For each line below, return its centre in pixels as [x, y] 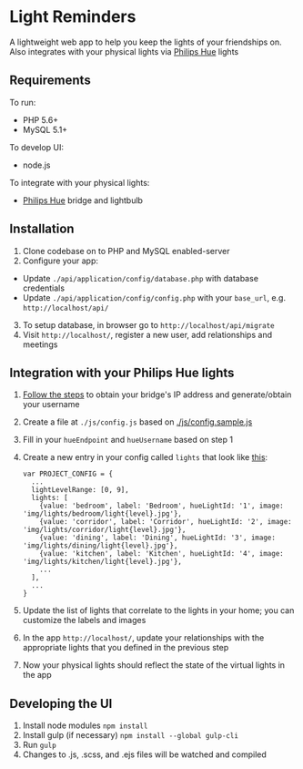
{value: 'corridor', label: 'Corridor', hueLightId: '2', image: [166, 522]
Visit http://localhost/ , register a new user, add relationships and [147, 334]
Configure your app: [60, 261]
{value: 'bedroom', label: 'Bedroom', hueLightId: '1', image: [162, 506]
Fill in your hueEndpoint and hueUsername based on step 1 [128, 440]
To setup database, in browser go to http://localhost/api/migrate [148, 324]
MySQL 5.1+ [45, 129]
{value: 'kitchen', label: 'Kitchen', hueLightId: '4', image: [162, 554]
